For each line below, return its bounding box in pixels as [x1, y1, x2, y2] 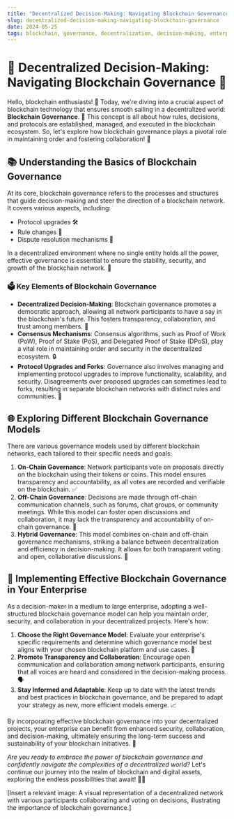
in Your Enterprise [7, 584, 87, 595]
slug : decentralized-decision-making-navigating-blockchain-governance [7, 17, 219, 24]
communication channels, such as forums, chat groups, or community [17, 500, 219, 509]
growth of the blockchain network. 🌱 [7, 263, 112, 272]
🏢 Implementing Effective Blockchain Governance [7, 572, 227, 584]
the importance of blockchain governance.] [7, 803, 132, 811]
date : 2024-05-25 [7, 23, 58, 30]
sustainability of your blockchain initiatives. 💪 [7, 739, 137, 748]
